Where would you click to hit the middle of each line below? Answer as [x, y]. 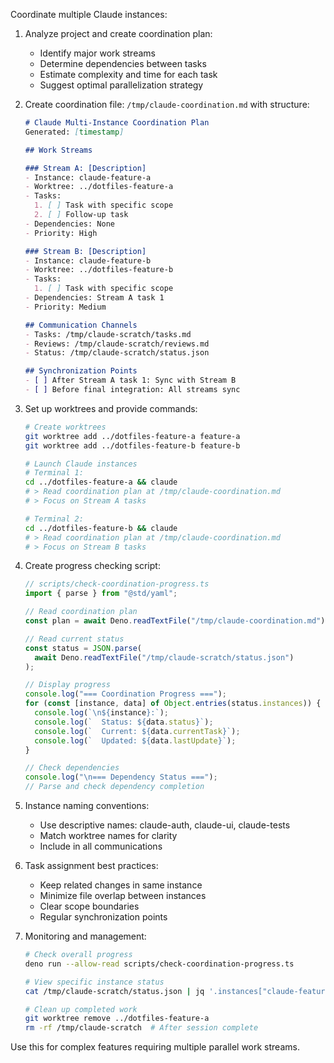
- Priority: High [61, 233]
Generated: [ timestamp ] [74, 132]
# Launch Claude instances [81, 464]
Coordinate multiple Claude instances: [89, 14]
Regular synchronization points [103, 917]
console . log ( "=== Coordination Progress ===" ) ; [126, 694]
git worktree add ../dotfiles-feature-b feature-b [132, 445]
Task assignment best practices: [91, 865]
